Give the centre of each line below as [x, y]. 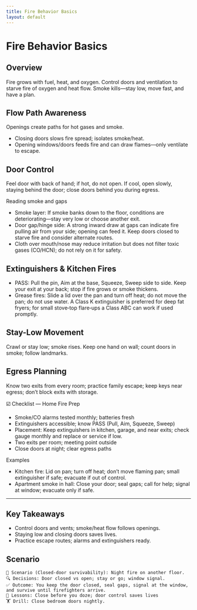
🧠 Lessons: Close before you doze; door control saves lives [82, 596]
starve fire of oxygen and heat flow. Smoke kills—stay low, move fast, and [95, 88]
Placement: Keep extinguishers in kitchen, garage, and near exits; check [102, 429]
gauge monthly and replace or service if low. [68, 436]
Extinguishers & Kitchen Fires [61, 269]
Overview [24, 68]
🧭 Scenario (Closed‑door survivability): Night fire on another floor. [95, 573]
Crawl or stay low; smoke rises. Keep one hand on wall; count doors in [91, 346]
